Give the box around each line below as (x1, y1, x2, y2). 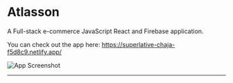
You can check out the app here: (7, 40, 101, 48)
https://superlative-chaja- (101, 40, 175, 48)
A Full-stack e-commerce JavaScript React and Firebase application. (7, 27, 204, 35)
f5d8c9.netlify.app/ (7, 48, 62, 56)
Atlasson (7, 4, 60, 20)
